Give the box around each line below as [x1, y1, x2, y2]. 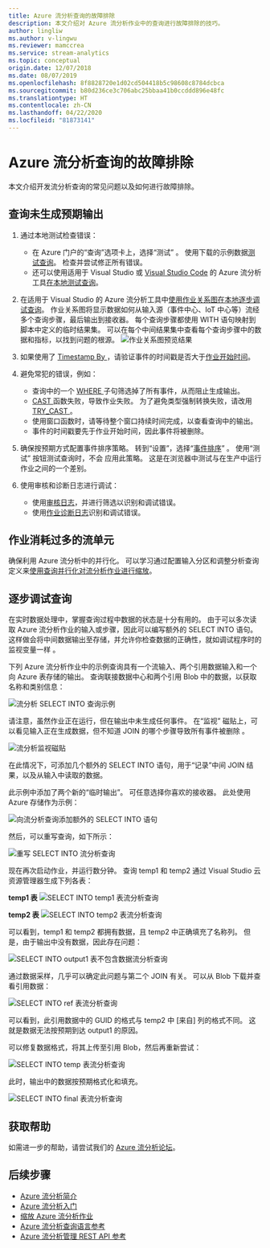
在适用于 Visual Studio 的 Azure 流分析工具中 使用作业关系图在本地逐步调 [19, 294, 260, 304]
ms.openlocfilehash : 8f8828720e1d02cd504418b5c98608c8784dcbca [8, 79, 225, 87]
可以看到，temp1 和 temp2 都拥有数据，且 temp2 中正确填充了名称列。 [8, 927, 243, 937]
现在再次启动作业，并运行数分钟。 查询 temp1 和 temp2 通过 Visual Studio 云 [8, 865, 261, 876]
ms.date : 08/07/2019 [8, 72, 78, 80]
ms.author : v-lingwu [8, 34, 78, 43]
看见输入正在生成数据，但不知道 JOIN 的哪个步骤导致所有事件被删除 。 [14, 726, 249, 736]
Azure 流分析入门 [19, 1201, 78, 1210]
